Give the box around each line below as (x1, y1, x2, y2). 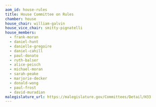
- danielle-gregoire (9, 44, 52, 49)
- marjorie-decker (9, 76, 48, 81)
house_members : (5, 30, 37, 35)
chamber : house (5, 16, 37, 21)
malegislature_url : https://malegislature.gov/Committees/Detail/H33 (5, 94, 152, 99)
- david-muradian (9, 90, 45, 95)
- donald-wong (9, 80, 39, 85)
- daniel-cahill (9, 48, 43, 53)
